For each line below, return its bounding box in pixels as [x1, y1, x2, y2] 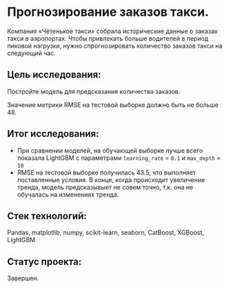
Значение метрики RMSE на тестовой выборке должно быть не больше [7, 101, 219, 109]
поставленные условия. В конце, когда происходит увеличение [17, 175, 206, 183]
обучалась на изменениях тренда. [17, 190, 119, 199]
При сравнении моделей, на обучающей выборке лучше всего [17, 146, 203, 155]
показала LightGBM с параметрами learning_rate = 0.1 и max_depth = [17, 153, 221, 162]
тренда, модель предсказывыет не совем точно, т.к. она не [17, 183, 194, 191]
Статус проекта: [7, 256, 82, 268]
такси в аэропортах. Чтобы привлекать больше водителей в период [7, 34, 209, 42]
